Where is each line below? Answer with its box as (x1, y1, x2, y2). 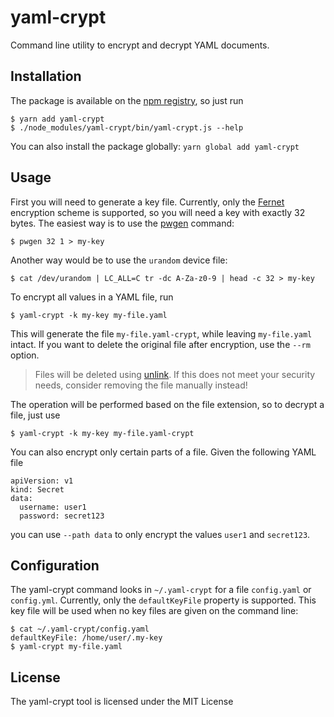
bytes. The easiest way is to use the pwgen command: (10, 217, 235, 229)
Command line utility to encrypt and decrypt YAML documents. (10, 39, 270, 51)
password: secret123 (19, 511, 105, 521)
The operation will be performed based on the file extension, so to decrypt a (10, 398, 325, 410)
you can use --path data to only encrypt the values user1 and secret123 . (10, 528, 311, 540)
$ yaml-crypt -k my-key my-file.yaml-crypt (10, 428, 195, 438)
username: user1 (19, 502, 87, 512)
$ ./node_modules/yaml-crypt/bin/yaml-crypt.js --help (10, 122, 244, 133)
